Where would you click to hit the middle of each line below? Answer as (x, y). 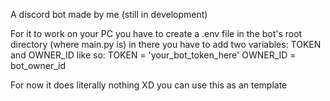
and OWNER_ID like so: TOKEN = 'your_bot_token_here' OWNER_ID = (153, 55)
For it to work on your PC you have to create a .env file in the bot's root (156, 33)
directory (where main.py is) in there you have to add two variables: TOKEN (166, 44)
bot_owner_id (38, 65)
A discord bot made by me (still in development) (109, 14)
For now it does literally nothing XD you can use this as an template (149, 85)
